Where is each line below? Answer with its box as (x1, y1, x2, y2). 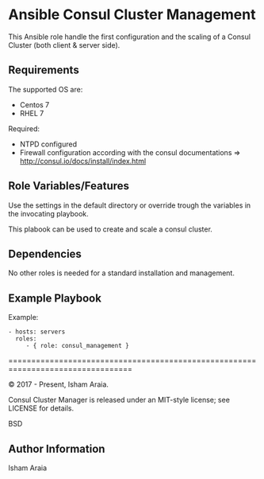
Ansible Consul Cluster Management (8, 6, 256, 24)
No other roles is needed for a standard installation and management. (8, 268, 235, 278)
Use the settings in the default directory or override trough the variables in (8, 201, 251, 210)
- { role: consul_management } (25, 342, 129, 350)
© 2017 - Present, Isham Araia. (8, 380, 109, 389)
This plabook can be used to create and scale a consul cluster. (8, 224, 212, 234)
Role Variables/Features (8, 179, 129, 193)
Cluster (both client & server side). (8, 40, 121, 49)
